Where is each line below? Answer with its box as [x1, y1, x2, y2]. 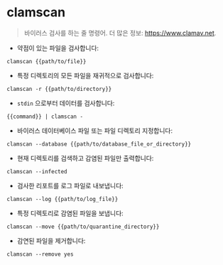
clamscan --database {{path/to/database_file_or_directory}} [6, 140, 192, 148]
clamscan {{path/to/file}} [6, 58, 87, 65]
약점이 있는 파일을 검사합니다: [16, 43, 99, 52]
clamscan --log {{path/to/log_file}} [6, 195, 119, 202]
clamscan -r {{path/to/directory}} [6, 85, 112, 92]
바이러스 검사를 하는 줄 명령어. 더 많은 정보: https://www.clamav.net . [23, 28, 217, 37]
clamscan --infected [6, 168, 68, 175]
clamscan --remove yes [6, 250, 74, 258]
